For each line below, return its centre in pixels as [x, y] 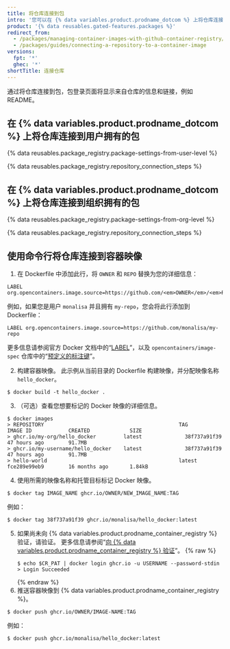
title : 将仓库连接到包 [36, 13]
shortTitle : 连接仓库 [36, 71]
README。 [23, 99]
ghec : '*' [27, 64]
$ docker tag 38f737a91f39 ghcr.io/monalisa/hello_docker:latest [102, 519]
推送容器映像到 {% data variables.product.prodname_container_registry [118, 590]
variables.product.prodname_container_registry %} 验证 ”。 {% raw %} [116, 550]
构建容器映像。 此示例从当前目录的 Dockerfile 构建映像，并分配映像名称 [118, 370]
